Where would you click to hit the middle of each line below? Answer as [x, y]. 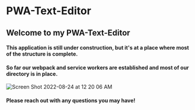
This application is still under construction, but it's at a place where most [98, 48]
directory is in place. [32, 74]
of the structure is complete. [42, 54]
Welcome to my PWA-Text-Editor [68, 33]
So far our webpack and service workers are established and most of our [98, 67]
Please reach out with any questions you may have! [71, 100]
